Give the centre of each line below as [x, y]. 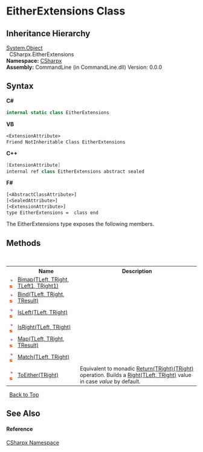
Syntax [20, 86]
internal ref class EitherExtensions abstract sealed [76, 171]
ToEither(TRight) [38, 375]
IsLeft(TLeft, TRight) [43, 312]
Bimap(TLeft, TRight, [43, 279]
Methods [24, 243]
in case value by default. [110, 381]
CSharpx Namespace [33, 442]
